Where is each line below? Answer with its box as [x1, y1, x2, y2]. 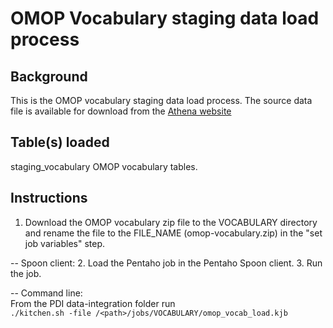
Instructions [10, 190, 88, 207]
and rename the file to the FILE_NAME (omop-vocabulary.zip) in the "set [24, 227, 323, 239]
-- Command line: [10, 287, 83, 299]
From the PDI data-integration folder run [10, 297, 176, 309]
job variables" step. [24, 237, 105, 249]
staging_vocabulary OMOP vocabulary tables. [10, 160, 198, 172]
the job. [10, 267, 42, 279]
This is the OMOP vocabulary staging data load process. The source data [10, 95, 313, 106]
